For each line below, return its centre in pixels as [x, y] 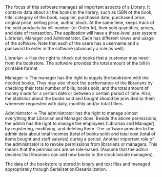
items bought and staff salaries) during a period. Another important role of [80, 139]
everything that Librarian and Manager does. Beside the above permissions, [81, 118]
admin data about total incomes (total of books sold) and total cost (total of [80, 134]
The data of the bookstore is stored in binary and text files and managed [78, 164]
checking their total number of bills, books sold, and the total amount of [77, 88]
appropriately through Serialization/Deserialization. [56, 169]
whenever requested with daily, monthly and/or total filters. [64, 104]
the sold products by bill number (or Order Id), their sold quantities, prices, [80, 28]
